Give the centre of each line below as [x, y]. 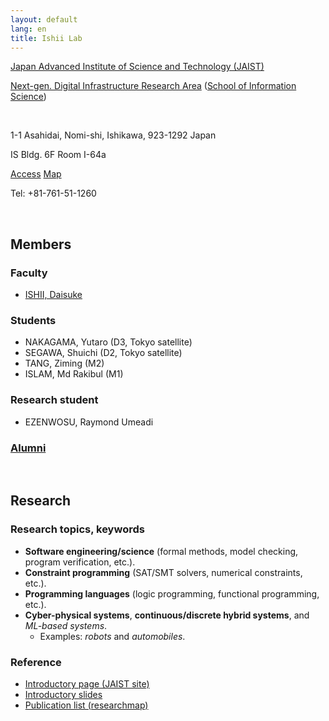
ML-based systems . [66, 625]
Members [41, 244]
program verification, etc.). [80, 562]
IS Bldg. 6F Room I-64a [58, 155]
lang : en [28, 29]
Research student [54, 400]
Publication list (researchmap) [86, 705]
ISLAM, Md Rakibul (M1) [74, 374]
